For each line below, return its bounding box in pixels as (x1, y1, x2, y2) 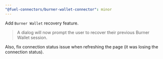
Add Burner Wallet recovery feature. (5, 20, 79, 26)
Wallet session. (17, 35, 48, 40)
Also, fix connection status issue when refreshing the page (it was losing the (5, 44, 159, 49)
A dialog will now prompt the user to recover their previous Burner (17, 29, 150, 35)
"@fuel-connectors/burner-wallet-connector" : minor (5, 7, 112, 12)
